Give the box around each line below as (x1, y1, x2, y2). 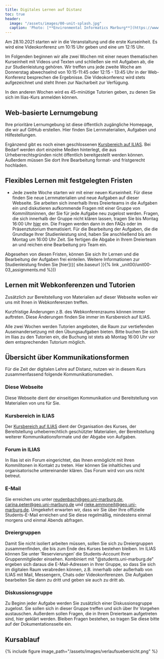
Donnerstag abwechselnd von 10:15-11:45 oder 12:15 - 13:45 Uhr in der (5, 69, 147, 75)
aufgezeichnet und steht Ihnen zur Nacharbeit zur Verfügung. (5, 79, 130, 86)
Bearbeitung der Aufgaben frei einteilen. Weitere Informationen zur (5, 256, 140, 262)
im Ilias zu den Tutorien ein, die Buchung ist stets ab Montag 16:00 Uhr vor (5, 334, 156, 340)
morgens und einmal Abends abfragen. (5, 517, 84, 523)
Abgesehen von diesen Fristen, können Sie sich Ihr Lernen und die (5, 251, 139, 257)
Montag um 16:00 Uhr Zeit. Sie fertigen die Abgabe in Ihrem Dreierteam (12, 236, 156, 242)
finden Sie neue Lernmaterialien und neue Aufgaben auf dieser (12, 195, 140, 201)
